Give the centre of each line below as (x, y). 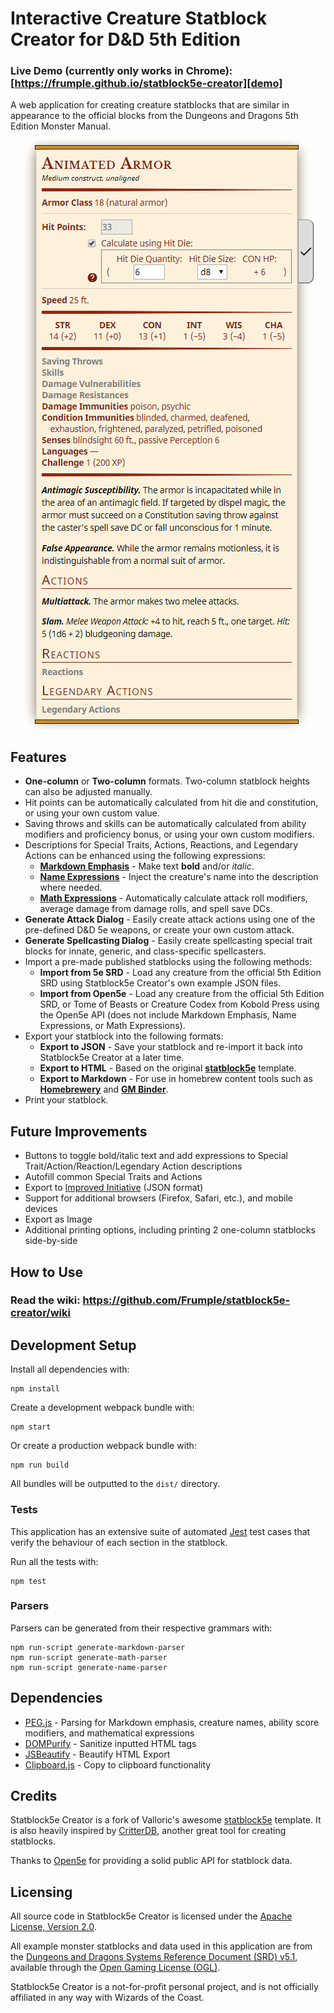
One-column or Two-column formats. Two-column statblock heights (167, 781)
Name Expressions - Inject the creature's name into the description (179, 877)
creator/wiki (40, 1313)
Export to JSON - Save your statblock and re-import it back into (171, 1047)
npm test (28, 1581)
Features (38, 757)
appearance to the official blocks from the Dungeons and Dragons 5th (154, 116)
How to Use (47, 1272)
